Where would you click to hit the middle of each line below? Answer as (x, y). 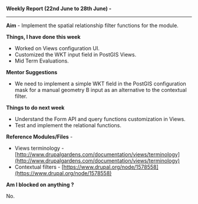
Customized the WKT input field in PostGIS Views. (75, 55)
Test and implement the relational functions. (68, 125)
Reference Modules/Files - (39, 137)
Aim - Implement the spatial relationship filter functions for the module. (92, 25)
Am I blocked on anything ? (40, 185)
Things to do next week (35, 108)
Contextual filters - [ (39, 167)
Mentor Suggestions (32, 72)
